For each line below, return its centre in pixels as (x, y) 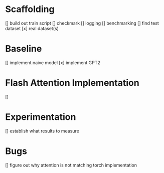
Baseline (24, 49)
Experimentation (41, 117)
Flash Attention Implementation (72, 83)
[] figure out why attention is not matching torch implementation (71, 165)
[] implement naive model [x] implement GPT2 (53, 62)
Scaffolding (30, 9)
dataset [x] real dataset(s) (32, 28)
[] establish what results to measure (42, 131)
